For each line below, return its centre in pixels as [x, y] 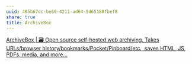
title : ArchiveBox [29, 23]
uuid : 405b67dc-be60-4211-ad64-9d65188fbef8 [62, 12]
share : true [21, 17]
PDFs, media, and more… [37, 55]
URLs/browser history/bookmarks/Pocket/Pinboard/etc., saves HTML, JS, [96, 49]
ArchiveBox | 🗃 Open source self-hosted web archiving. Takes [83, 40]
